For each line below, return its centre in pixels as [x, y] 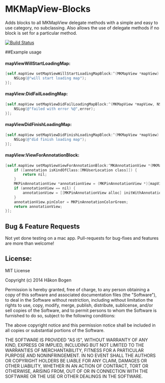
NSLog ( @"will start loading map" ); [50, 78]
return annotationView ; [38, 206]
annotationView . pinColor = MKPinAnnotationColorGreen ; [71, 202]
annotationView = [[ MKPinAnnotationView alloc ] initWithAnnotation [93, 193]
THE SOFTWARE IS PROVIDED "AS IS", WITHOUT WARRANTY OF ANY [77, 340]
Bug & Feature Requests [42, 226]
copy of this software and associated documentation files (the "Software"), [81, 295]
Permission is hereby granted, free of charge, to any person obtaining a [77, 289]
